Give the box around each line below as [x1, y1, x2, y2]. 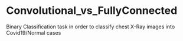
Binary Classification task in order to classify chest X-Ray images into [6, 23, 175, 30]
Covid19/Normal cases [6, 29, 61, 36]
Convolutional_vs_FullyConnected [6, 4, 178, 17]
